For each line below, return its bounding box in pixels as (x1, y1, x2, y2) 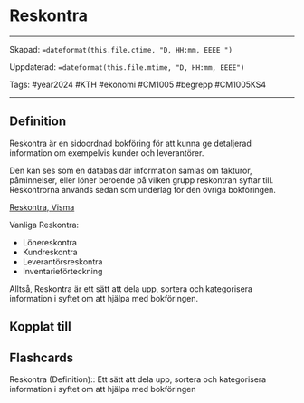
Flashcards (9, 350, 74, 365)
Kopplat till (9, 319, 71, 335)
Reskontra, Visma (9, 201, 75, 213)
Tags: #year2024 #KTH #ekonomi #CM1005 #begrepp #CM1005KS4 (9, 79, 267, 90)
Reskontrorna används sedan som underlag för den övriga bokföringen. (9, 184, 276, 195)
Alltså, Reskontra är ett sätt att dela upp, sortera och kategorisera (9, 283, 253, 294)
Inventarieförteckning (22, 265, 103, 276)
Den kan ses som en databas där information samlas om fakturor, (9, 165, 252, 176)
